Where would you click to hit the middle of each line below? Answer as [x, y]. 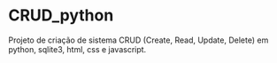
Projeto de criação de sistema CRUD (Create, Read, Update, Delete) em [138, 40]
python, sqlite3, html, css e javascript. [77, 49]
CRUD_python [61, 16]
